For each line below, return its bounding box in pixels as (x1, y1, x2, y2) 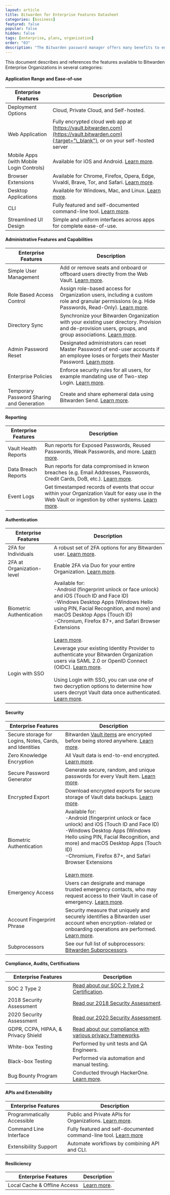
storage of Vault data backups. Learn (65, 793, 153, 801)
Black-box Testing (8, 1057, 52, 1065)
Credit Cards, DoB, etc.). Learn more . (45, 475, 133, 482)
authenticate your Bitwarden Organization (54, 651, 153, 658)
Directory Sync (8, 322, 44, 329)
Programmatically (8, 1111, 50, 1118)
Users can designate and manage (65, 879, 145, 887)
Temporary (8, 387, 34, 394)
